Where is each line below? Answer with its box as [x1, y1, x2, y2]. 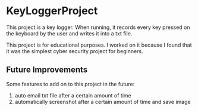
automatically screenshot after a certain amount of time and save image [14, 98, 191, 105]
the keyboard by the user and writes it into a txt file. [6, 30, 133, 37]
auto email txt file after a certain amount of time [14, 92, 132, 99]
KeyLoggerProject [6, 4, 98, 18]
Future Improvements [6, 65, 88, 75]
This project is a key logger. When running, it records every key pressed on [6, 24, 190, 31]
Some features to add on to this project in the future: [6, 80, 135, 87]
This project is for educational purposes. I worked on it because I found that [6, 41, 192, 48]
